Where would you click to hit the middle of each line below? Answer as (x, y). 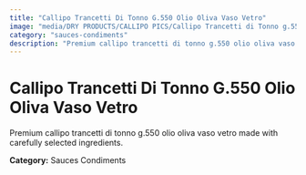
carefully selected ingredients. (66, 143)
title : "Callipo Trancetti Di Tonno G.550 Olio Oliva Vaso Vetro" (138, 18)
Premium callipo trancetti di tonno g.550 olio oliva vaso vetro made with (144, 133)
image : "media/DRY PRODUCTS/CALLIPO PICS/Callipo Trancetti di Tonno (144, 26)
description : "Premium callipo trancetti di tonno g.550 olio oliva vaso (153, 43)
